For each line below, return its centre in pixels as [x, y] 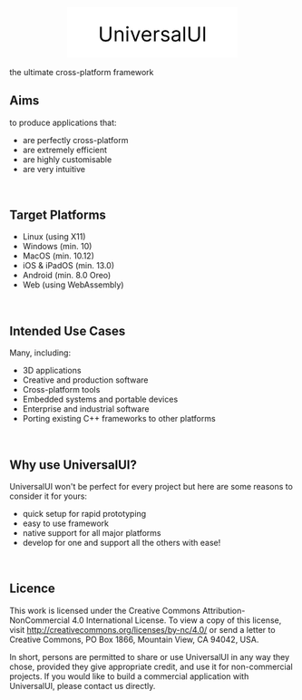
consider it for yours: [49, 496]
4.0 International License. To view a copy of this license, [177, 620]
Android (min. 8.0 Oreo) [67, 276]
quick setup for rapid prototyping [84, 514]
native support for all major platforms [92, 533]
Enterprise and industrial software [86, 409]
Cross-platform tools [61, 390]
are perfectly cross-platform [75, 140]
